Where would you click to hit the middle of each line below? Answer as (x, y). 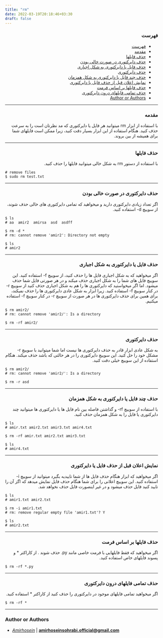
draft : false (18, 18)
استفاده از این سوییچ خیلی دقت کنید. (125, 361)
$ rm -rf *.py (19, 567)
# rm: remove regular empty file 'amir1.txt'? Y (55, 512)
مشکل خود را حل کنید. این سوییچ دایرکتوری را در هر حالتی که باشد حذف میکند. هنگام (81, 355)
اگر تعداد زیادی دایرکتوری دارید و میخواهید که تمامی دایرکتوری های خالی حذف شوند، (82, 204)
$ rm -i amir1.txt (24, 508)
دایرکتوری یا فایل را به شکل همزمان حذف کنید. (116, 414)
